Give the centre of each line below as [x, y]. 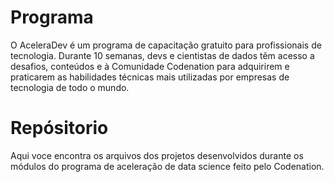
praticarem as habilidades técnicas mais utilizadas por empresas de [150, 77]
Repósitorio [59, 128]
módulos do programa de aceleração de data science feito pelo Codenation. [167, 166]
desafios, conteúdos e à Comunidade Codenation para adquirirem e [150, 66]
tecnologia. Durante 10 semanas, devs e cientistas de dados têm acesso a [162, 55]
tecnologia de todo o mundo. [70, 87]
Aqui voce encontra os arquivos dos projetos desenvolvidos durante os [157, 155]
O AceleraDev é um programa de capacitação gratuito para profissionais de [166, 45]
